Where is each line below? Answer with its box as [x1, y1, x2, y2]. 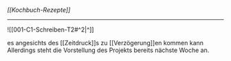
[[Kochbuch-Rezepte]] [7, 6, 71, 14]
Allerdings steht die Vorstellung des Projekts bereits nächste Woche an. [7, 46, 210, 54]
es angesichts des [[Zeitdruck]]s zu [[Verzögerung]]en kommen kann [7, 39, 204, 47]
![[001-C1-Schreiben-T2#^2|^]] [7, 25, 94, 34]
